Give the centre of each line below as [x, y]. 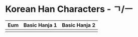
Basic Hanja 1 [40, 25]
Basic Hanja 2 [79, 25]
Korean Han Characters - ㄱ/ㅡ [69, 9]
